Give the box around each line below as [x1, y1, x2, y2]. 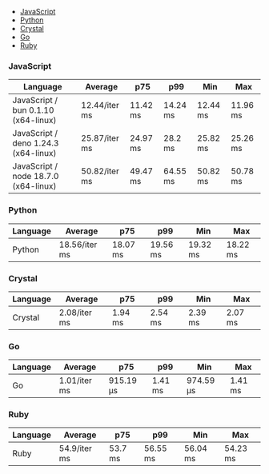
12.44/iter [81, 100, 120, 111]
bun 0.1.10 [12, 105, 54, 116]
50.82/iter [81, 165, 120, 177]
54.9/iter [58, 443, 92, 454]
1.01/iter [58, 375, 92, 386]
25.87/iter [81, 133, 120, 144]
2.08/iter [58, 307, 92, 318]
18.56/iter [58, 239, 98, 250]
